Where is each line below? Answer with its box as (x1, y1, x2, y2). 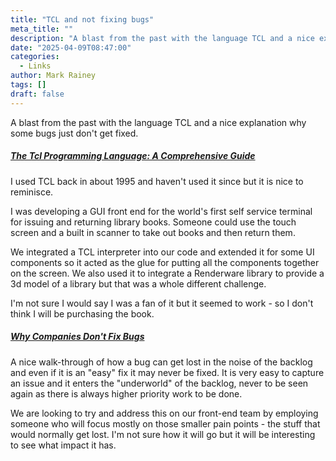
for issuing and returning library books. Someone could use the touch (10, 216, 297, 228)
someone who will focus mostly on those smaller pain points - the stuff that (10, 417, 321, 430)
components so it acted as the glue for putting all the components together (10, 256, 320, 268)
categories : (10, 52, 60, 62)
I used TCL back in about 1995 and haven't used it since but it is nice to (10, 175, 304, 187)
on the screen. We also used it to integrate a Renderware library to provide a (10, 267, 325, 279)
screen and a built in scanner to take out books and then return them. (10, 226, 296, 238)
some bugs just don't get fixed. (10, 127, 139, 139)
